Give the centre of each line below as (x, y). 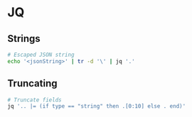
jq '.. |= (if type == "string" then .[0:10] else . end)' (97, 106)
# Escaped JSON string (41, 55)
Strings (24, 39)
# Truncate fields (34, 100)
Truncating (33, 83)
